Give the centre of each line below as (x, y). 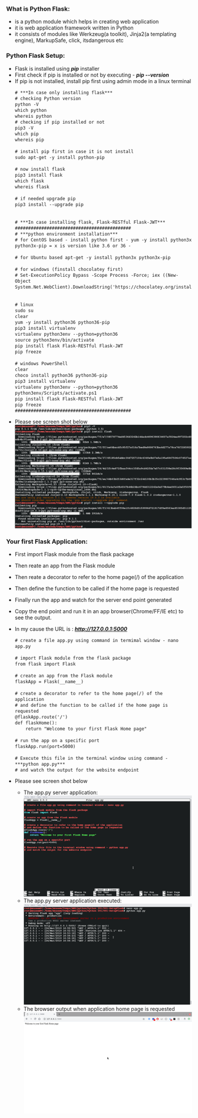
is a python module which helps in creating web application (87, 22)
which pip (27, 134)
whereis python (33, 116)
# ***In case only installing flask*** (64, 92)
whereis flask (32, 187)
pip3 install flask (39, 175)
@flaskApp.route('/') (41, 717)
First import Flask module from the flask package (74, 554)
